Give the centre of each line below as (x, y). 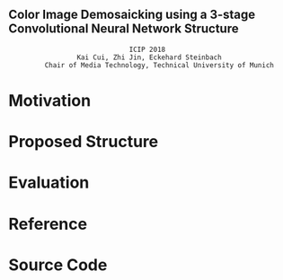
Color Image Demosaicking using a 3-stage (132, 15)
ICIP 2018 (147, 49)
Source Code (58, 265)
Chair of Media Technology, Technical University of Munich (159, 65)
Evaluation (49, 183)
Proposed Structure (84, 142)
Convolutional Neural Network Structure (124, 29)
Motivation (50, 101)
